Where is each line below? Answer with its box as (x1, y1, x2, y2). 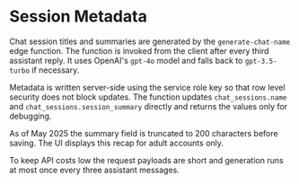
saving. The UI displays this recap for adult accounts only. (9, 137, 224, 148)
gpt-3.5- (244, 57, 277, 66)
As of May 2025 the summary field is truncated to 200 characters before (9, 127, 278, 138)
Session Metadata (9, 6, 148, 27)
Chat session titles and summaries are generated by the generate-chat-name (9, 36, 290, 47)
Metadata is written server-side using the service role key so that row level (9, 82, 286, 92)
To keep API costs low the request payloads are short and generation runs (9, 154, 285, 165)
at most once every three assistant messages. (9, 164, 180, 175)
